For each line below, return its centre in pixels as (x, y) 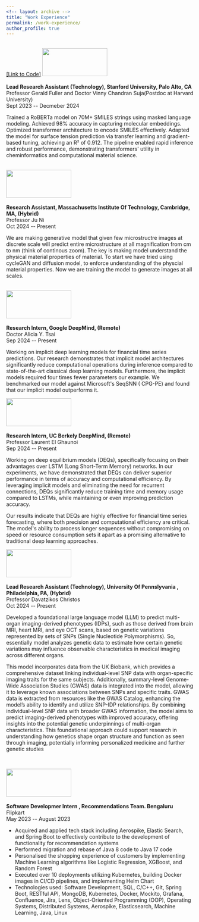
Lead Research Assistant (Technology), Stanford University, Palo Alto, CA (99, 87)
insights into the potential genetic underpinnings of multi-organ (83, 724)
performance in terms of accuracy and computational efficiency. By (89, 479)
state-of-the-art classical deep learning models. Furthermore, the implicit (96, 371)
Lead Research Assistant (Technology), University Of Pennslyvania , (92, 587)
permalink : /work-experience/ (44, 23)
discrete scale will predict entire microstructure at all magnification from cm (99, 244)
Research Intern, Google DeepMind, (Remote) (63, 328)
